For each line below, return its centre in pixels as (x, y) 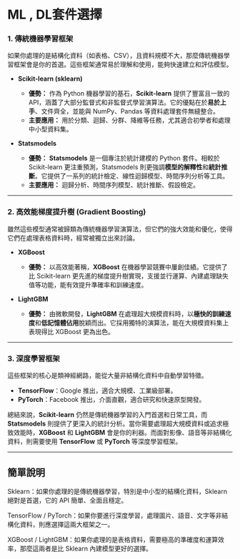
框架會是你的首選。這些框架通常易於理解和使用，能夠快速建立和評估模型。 (123, 64)
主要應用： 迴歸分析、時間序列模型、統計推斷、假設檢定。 (114, 185)
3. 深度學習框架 (34, 358)
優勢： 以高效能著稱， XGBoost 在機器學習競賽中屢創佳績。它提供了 (128, 267)
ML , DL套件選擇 (55, 15)
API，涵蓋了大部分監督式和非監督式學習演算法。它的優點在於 (118, 102)
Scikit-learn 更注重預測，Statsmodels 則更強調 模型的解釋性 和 (119, 167)
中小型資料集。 (50, 129)
